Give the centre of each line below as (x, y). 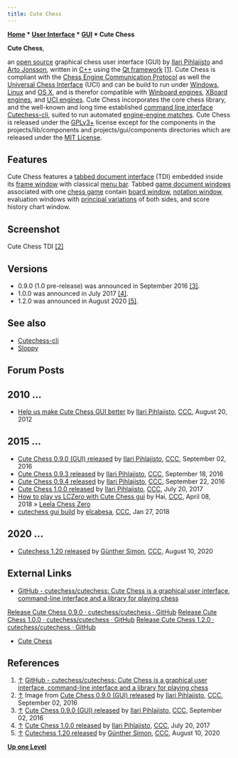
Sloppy (28, 348)
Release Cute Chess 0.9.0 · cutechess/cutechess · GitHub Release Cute (112, 612)
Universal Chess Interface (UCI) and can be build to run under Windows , (113, 84)
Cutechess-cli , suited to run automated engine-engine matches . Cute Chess (119, 114)
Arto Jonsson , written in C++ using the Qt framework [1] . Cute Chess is (112, 69)
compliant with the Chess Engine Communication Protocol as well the (109, 77)
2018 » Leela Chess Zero (54, 504)
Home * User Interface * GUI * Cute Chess (71, 34)
